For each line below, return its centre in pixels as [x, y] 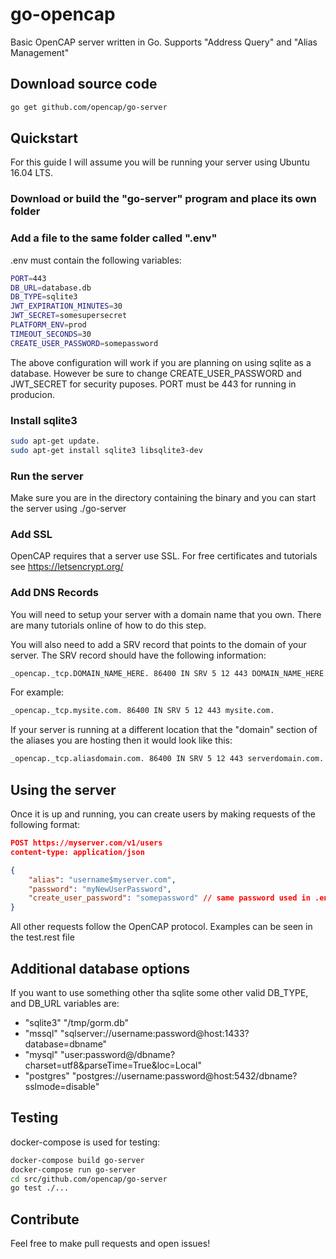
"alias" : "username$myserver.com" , [102, 879]
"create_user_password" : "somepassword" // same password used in [169, 898]
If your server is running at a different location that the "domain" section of [164, 730]
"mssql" [41, 1033]
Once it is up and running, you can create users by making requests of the [163, 814]
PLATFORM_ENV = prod [48, 325]
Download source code [84, 84]
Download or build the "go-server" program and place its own [163, 199]
